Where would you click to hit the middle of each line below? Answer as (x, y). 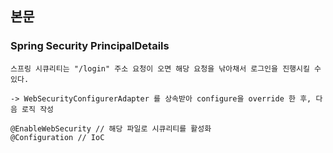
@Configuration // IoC (57, 137)
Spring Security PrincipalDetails (90, 46)
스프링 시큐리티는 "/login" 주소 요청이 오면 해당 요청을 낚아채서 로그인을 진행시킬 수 (166, 68)
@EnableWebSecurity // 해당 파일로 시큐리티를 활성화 (111, 128)
